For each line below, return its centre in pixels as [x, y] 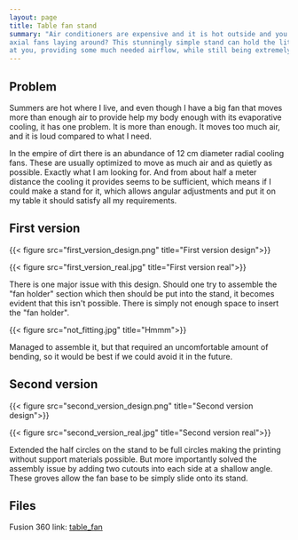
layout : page [33, 17]
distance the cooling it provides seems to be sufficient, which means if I [141, 181]
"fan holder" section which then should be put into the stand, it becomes [142, 293]
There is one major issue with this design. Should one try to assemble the [143, 284]
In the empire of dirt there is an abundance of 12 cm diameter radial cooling [147, 153]
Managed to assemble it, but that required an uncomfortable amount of [139, 346]
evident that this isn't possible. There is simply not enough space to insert [144, 303]
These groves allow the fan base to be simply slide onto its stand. [129, 478]
